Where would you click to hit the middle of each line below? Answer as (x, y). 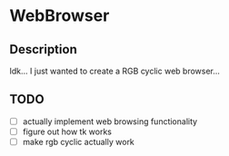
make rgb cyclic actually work (78, 141)
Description (43, 49)
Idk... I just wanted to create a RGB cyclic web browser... (115, 71)
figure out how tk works (67, 132)
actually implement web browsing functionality (110, 121)
